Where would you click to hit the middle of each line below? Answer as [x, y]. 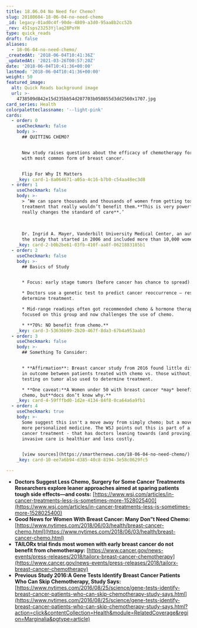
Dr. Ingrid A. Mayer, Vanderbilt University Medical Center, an [102, 234]
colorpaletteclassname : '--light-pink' [55, 110]
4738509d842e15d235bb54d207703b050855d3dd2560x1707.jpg [86, 99]
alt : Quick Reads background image [55, 88]
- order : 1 [25, 185]
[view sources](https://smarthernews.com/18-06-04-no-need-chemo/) [106, 455]
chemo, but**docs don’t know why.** [66, 395]
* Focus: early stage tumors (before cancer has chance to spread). [107, 282]
